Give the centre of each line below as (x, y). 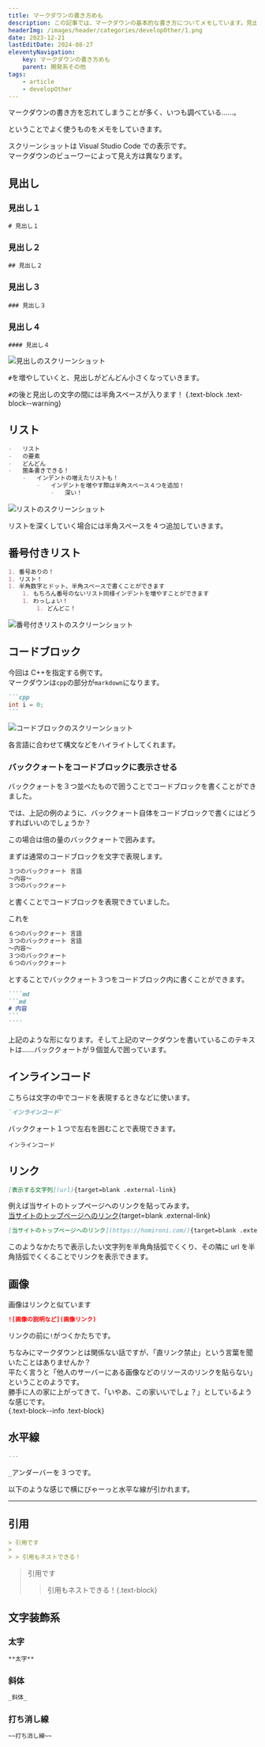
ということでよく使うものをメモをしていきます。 (87, 129)
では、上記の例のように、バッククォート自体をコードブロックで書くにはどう (132, 813)
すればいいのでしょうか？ (50, 822)
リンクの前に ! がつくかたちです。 (62, 1336)
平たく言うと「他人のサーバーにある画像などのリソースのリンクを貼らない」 (132, 1372)
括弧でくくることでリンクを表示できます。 (83, 1257)
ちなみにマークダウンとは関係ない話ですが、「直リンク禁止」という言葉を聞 (131, 1352)
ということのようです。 (46, 1382)
